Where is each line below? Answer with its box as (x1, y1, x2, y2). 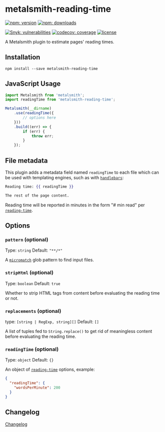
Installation (5, 53, 40, 62)
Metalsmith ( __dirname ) (5, 106, 52, 111)
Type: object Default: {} (5, 357, 54, 363)
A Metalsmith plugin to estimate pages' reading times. (5, 38, 115, 45)
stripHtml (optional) (5, 269, 54, 276)
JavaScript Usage (5, 80, 61, 88)
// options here (23, 115, 56, 120)
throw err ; (31, 133, 54, 138)
